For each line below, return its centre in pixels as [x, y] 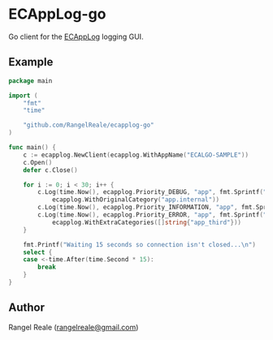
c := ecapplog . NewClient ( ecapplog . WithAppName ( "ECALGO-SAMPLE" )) [136, 155]
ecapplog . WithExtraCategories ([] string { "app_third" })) [147, 222]
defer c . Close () [51, 170]
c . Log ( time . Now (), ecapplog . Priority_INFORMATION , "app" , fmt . [147, 208]
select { [38, 252]
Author [26, 308]
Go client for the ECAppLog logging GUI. [76, 37]
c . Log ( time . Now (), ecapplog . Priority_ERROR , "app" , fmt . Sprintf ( [151, 215]
